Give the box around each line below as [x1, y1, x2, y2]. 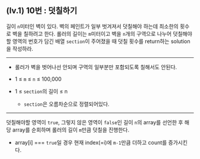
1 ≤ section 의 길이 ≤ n [14, 87, 68, 94]
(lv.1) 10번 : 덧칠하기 [6, 5, 77, 16]
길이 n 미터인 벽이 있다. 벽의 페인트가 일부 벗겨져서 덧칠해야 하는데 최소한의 [6, 23, 179, 30]
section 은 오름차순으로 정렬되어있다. [23, 100, 110, 108]
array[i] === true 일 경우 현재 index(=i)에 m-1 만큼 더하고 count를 [14, 139, 167, 146]
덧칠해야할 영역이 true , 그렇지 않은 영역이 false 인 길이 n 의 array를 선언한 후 [6, 118, 183, 126]
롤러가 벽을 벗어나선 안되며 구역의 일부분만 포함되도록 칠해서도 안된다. [14, 63, 177, 71]
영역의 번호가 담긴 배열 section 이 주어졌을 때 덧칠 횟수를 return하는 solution [12, 38, 190, 45]
